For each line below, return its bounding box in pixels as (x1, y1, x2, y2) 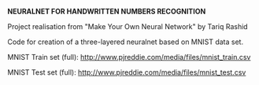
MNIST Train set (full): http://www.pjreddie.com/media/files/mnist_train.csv (7, 53, 251, 61)
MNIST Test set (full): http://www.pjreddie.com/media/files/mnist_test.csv (7, 68, 246, 77)
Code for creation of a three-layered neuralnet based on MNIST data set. (7, 37, 244, 46)
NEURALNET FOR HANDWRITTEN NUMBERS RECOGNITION (7, 7, 206, 16)
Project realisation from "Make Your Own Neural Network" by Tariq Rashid (7, 22, 249, 31)
